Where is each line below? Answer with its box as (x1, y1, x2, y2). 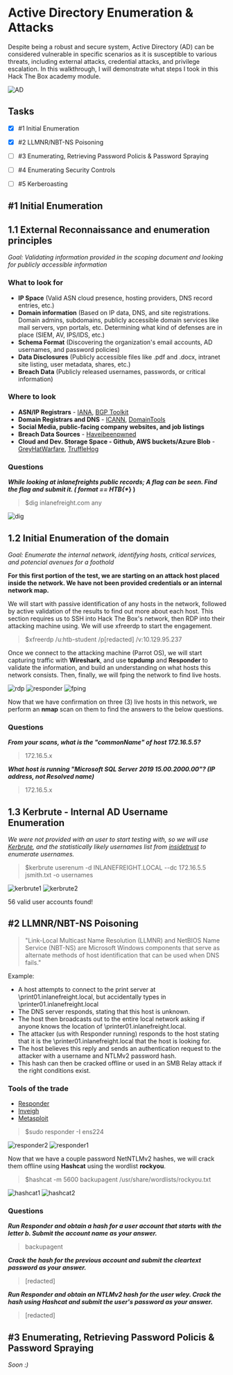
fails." (24, 958, 42, 966)
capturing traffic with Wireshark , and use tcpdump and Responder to (8, 656, 209, 664)
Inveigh (17, 1107, 40, 1115)
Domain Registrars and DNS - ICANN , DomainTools (17, 415, 166, 423)
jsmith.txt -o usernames (24, 871, 94, 879)
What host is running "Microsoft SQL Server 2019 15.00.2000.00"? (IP (8, 765, 216, 773)
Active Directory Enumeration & (8, 5, 193, 21)
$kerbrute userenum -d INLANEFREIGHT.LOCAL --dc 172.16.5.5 (24, 863, 207, 872)
